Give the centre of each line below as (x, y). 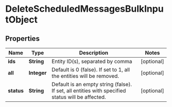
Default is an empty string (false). (92, 84)
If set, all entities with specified (89, 91)
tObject (21, 20)
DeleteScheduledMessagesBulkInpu (84, 9)
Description (94, 53)
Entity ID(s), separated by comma (92, 61)
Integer (38, 73)
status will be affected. (79, 97)
